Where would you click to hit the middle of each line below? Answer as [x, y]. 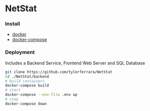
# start [13, 90]
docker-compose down [26, 104]
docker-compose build [27, 86]
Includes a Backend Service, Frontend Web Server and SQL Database [75, 63]
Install [13, 24]
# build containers [25, 81]
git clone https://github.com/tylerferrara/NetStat [59, 72]
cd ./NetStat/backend [27, 76]
